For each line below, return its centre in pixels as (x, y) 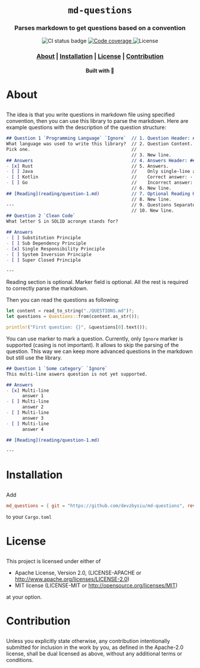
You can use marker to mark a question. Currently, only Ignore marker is (95, 338)
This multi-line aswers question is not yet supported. (77, 374)
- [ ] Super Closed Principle (44, 260)
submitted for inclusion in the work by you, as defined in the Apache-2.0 (95, 647)
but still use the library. (34, 357)
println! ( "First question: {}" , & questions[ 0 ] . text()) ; (77, 327)
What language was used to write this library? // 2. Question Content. (100, 144)
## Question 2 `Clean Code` (41, 216)
